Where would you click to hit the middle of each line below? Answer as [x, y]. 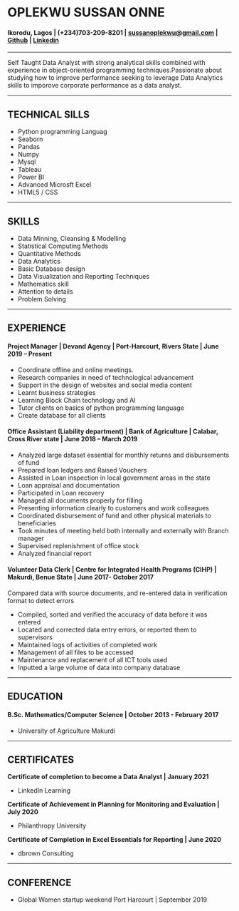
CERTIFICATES [41, 760]
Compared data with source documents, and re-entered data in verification [117, 593]
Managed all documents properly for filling [80, 500]
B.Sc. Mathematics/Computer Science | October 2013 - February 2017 [113, 715]
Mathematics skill [43, 284]
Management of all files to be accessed [75, 652]
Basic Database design [51, 269]
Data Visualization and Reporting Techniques [84, 277]
